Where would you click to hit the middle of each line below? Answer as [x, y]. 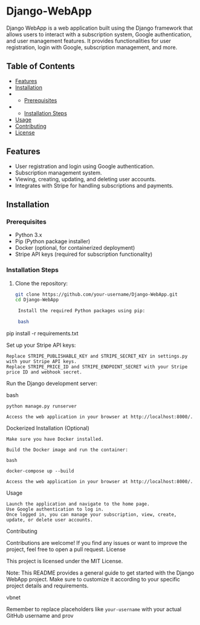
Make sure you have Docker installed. [55, 440]
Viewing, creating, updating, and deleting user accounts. [85, 179]
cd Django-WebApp [37, 300]
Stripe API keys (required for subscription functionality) [84, 254]
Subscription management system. [58, 172]
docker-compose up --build [40, 471]
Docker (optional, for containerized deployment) [75, 248]
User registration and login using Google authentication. [85, 166]
